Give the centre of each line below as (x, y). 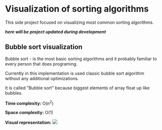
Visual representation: (28, 123)
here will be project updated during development (56, 32)
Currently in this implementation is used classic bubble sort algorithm (75, 73)
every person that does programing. (41, 64)
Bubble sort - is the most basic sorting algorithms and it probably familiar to (81, 59)
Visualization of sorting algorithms (77, 9)
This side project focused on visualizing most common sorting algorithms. (79, 22)
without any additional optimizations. (42, 78)
